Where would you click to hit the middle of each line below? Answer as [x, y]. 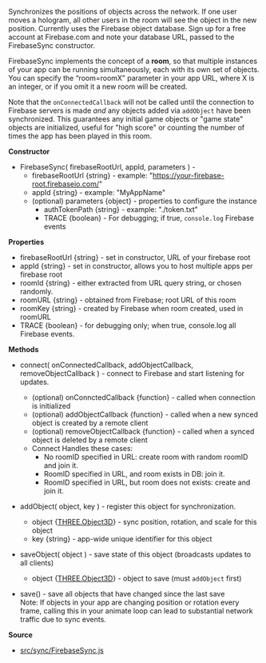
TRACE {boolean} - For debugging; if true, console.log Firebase [149, 218]
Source [21, 635]
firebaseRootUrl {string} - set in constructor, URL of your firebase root [135, 258]
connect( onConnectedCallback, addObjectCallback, [107, 365]
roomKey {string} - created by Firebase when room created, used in [131, 308]
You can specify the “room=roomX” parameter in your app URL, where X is [131, 78]
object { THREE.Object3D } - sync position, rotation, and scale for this [144, 522]
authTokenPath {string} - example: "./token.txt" [121, 210]
